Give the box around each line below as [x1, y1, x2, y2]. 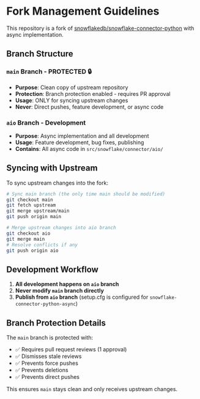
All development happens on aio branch [15, 280, 119, 288]
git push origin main [6, 214, 62, 220]
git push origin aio [6, 247, 59, 254]
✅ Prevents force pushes [15, 359, 78, 367]
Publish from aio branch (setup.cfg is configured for [15, 293, 149, 301]
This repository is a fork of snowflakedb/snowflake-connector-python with [6, 24, 194, 32]
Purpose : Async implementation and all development [15, 132, 149, 139]
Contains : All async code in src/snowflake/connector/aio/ [15, 145, 163, 152]
